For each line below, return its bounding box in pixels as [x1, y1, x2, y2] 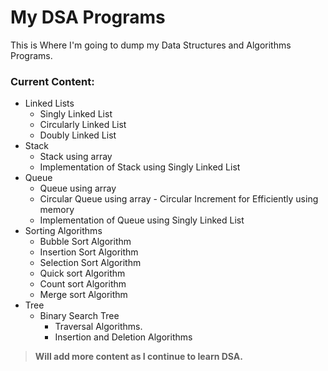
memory [39, 204, 75, 216]
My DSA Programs [10, 6, 166, 29]
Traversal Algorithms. [54, 321, 143, 333]
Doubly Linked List [39, 129, 117, 141]
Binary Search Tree [39, 310, 120, 322]
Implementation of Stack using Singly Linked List [39, 161, 241, 173]
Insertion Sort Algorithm [39, 246, 139, 258]
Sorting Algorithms [24, 225, 103, 237]
